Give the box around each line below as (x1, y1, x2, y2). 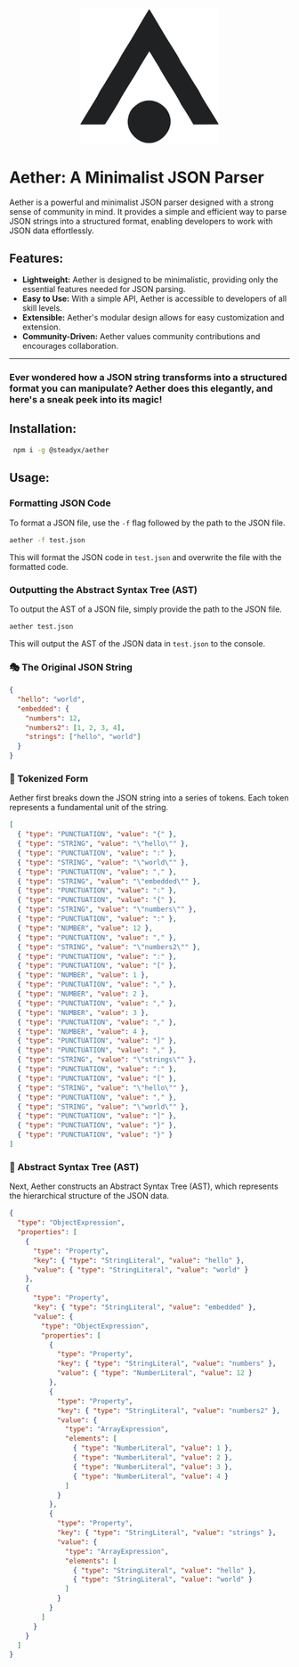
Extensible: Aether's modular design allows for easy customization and (21, 313, 285, 323)
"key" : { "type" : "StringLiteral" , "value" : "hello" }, (32, 1256, 245, 1264)
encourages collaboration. (21, 341, 118, 352)
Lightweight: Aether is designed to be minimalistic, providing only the (21, 274, 279, 285)
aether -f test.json (9, 535, 86, 545)
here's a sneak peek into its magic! (9, 394, 163, 406)
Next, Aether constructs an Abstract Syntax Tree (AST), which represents (9, 1181, 279, 1191)
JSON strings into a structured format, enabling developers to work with (9, 215, 273, 226)
